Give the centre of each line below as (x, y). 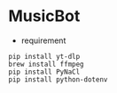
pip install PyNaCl (44, 72)
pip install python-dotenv (58, 79)
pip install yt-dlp (44, 56)
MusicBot (44, 16)
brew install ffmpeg (47, 64)
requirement (43, 40)
